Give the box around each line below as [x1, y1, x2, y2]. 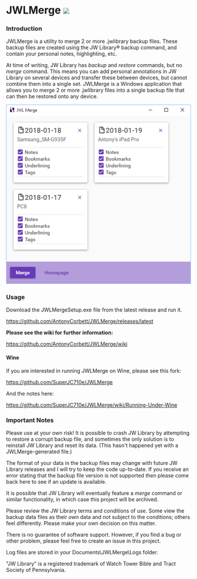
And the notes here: [6, 390, 54, 397]
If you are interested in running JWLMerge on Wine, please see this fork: [6, 367, 182, 374]
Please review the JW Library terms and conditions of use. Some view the [6, 507, 185, 514]
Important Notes [6, 416, 54, 424]
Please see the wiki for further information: [6, 329, 113, 336]
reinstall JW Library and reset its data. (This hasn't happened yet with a [6, 441, 179, 449]
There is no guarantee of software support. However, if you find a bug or [6, 531, 182, 538]
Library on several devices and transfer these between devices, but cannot [6, 74, 188, 81]
